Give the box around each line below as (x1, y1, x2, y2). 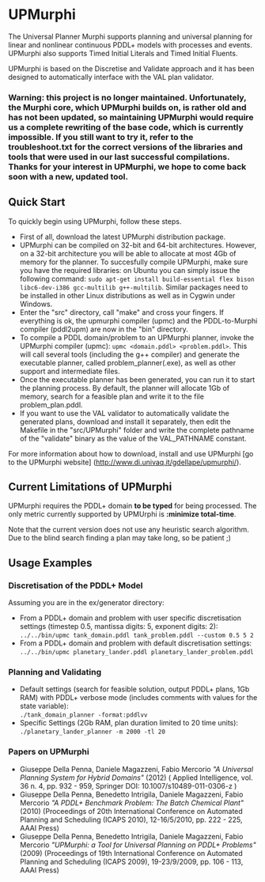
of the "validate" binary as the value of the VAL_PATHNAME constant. (19, 433, 247, 443)
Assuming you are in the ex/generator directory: (8, 598, 165, 608)
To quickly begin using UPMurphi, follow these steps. (8, 216, 182, 226)
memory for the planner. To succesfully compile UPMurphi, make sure (19, 257, 248, 267)
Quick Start (8, 195, 66, 209)
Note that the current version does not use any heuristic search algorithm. (8, 524, 249, 535)
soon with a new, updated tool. (8, 171, 129, 182)
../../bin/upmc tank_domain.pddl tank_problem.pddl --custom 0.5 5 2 (19, 631, 255, 640)
